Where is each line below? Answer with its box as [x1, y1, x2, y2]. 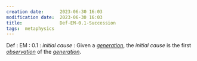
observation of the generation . [6, 48, 82, 56]
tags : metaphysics [6, 25, 55, 32]
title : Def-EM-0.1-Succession [6, 20, 116, 26]
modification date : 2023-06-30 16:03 [6, 14, 103, 20]
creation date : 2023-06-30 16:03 [6, 8, 103, 15]
